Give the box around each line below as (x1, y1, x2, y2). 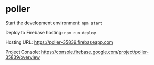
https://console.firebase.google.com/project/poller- (41, 49, 149, 55)
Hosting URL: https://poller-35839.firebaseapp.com (5, 39, 113, 45)
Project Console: (5, 49, 40, 55)
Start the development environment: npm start (5, 20, 103, 26)
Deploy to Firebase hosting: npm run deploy (5, 29, 96, 35)
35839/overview (5, 54, 40, 60)
